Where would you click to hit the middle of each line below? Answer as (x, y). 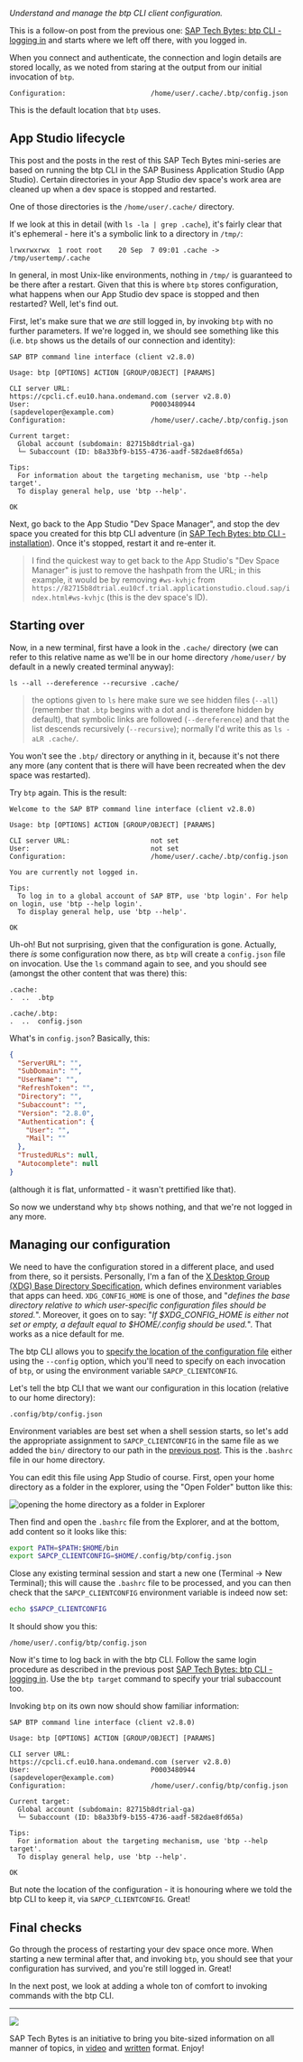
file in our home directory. (57, 1460)
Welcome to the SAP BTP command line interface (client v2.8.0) (133, 809)
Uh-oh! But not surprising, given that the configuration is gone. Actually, (143, 944)
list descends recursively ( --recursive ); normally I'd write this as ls (156, 728)
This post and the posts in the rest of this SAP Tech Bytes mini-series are (145, 160)
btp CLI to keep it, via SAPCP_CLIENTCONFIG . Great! (100, 1899)
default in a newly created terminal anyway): (92, 667)
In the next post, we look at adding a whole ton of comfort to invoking (138, 1986)
